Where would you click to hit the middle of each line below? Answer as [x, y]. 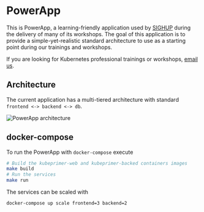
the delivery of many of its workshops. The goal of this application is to [96, 34]
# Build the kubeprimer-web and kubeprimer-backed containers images [97, 163]
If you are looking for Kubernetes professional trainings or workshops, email [102, 59]
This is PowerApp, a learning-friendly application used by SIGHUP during [99, 28]
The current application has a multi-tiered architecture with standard [93, 99]
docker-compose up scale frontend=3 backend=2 [67, 203]
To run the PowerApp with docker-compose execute [70, 152]
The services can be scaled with [47, 192]
